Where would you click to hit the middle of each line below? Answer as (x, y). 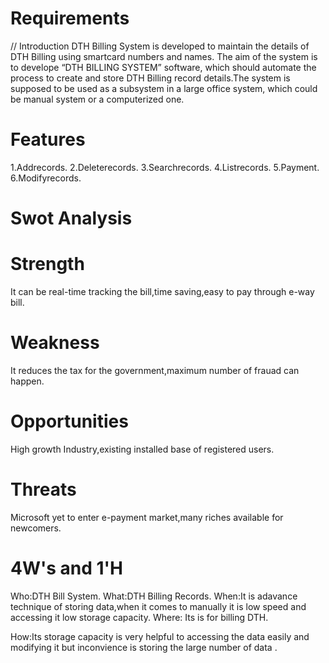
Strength (47, 264)
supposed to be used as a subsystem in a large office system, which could (164, 88)
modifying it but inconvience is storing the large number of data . (144, 647)
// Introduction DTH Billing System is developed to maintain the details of (160, 46)
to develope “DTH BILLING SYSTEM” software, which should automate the (163, 67)
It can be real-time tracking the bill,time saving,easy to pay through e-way (162, 291)
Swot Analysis (71, 218)
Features (48, 139)
